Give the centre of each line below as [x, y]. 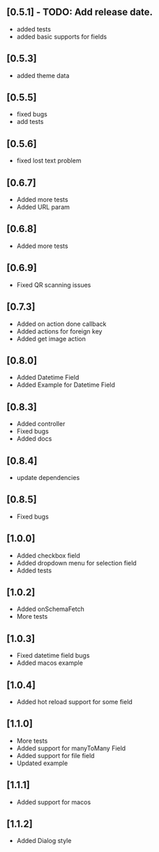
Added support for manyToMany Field [71, 748]
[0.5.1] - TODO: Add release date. [80, 12]
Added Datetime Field [48, 378]
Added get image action [51, 338]
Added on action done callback [61, 324]
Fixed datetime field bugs [53, 656]
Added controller [41, 424]
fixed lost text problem [49, 160]
